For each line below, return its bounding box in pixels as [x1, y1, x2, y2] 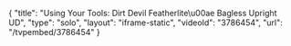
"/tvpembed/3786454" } [8, 27, 101, 37]
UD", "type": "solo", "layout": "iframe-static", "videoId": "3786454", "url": [8, 17, 284, 28]
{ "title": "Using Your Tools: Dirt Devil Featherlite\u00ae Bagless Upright [8, 8, 277, 18]
